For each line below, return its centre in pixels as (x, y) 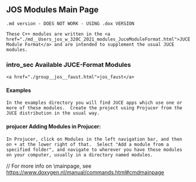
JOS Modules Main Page (52, 10)
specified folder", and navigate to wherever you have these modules (94, 149)
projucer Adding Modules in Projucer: (54, 126)
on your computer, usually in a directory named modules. (80, 155)
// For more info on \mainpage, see (49, 166)
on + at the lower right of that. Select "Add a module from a (88, 144)
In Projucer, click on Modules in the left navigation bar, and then (94, 139)
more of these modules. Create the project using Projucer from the (94, 108)
